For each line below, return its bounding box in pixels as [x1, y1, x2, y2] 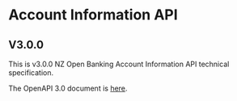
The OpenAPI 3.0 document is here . [8, 83, 128, 93]
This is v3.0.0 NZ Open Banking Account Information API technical [8, 59, 230, 69]
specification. [8, 68, 54, 78]
